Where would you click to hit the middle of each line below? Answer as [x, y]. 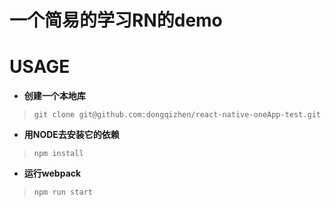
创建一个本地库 [54, 96]
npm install [58, 154]
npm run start [63, 192]
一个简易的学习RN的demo [116, 20]
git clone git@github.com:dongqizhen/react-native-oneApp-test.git [177, 115]
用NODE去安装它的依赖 [71, 135]
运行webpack [52, 173]
